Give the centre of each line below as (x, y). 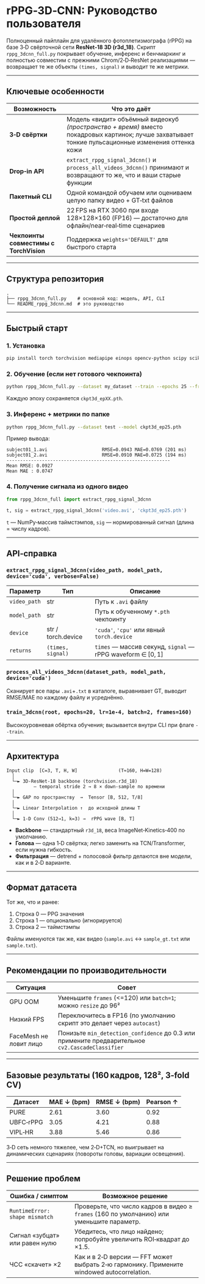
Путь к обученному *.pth (132, 611)
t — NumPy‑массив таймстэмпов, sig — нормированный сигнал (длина (100, 522)
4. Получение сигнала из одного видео (67, 487)
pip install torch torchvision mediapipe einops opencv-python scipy (97, 359)
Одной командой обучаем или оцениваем (129, 192)
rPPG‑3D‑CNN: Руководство (82, 11)
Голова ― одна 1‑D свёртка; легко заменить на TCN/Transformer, (100, 843)
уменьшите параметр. (107, 1222)
